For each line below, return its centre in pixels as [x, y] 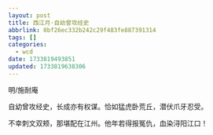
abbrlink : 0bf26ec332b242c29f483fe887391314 [82, 30]
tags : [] [22, 37]
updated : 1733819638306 [47, 67]
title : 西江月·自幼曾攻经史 [49, 23]
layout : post [29, 15]
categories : [28, 45]
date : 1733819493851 [42, 60]
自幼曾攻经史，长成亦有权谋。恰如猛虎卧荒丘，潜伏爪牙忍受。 [108, 106]
